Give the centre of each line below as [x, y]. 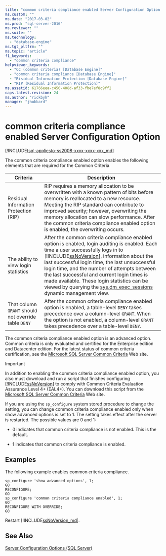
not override [22, 317]
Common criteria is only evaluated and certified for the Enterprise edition [79, 344]
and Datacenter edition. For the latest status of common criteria [70, 349]
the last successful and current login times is [96, 275]
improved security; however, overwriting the [95, 211]
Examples [21, 460]
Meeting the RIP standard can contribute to [94, 205]
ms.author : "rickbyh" [27, 97]
